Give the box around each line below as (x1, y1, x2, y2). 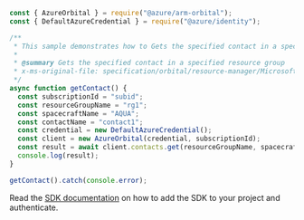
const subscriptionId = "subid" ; (17, 91, 144, 101)
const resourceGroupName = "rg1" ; (17, 100, 147, 110)
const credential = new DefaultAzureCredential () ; (17, 126, 213, 135)
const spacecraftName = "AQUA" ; (17, 109, 140, 118)
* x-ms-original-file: (13, 67, 100, 76)
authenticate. (9, 202, 59, 213)
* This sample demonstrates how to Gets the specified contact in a (13, 42, 278, 51)
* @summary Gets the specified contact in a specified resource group (13, 59, 285, 68)
